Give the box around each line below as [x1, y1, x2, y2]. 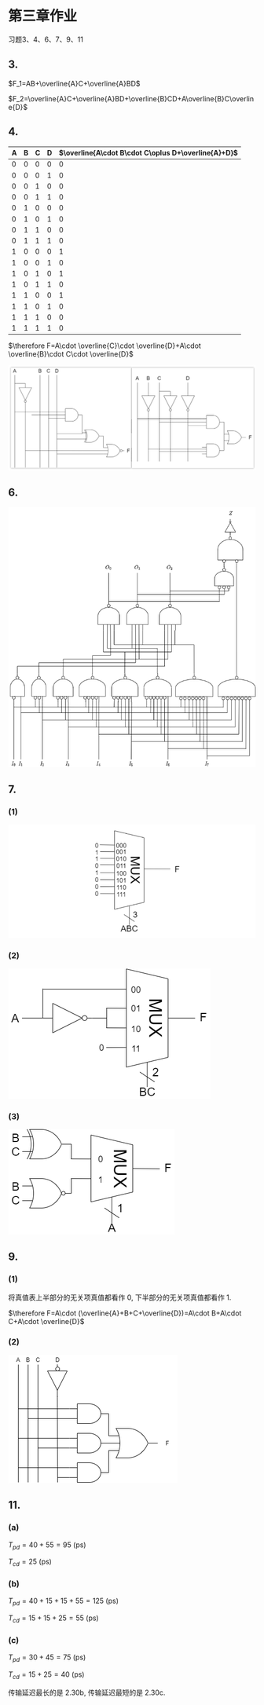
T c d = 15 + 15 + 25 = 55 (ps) [8, 1613, 100, 1625]
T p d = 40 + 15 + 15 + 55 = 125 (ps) [8, 1596, 119, 1608]
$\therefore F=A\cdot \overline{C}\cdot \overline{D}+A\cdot [8, 341, 202, 350]
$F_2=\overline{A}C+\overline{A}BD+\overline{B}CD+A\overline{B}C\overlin [8, 93, 255, 103]
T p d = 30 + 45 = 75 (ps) [8, 1652, 86, 1664]
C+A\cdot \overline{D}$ [8, 1316, 85, 1326]
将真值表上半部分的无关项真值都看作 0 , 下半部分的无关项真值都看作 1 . [8, 1293, 232, 1302]
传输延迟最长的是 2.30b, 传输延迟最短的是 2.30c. [8, 1688, 166, 1697]
